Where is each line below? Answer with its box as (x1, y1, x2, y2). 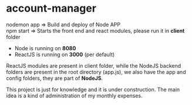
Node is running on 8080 (14, 44, 76, 51)
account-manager (6, 2, 97, 15)
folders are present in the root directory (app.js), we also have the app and (6, 68, 186, 75)
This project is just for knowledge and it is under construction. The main (6, 86, 180, 93)
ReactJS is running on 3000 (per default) (14, 51, 115, 58)
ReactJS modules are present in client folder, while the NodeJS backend (6, 62, 181, 69)
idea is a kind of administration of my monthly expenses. (6, 92, 143, 99)
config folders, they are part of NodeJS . (6, 75, 103, 82)
